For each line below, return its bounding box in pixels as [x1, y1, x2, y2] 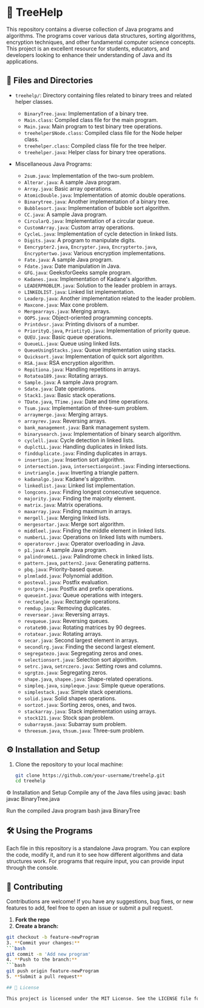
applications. [6, 58, 38, 65]
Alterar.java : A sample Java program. [24, 179, 121, 186]
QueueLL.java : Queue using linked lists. [24, 339, 121, 347]
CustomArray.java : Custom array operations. [24, 223, 135, 231]
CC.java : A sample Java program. [24, 211, 108, 218]
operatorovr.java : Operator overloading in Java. [24, 540, 146, 547]
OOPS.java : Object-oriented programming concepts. [24, 314, 154, 321]
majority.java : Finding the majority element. [24, 494, 136, 502]
